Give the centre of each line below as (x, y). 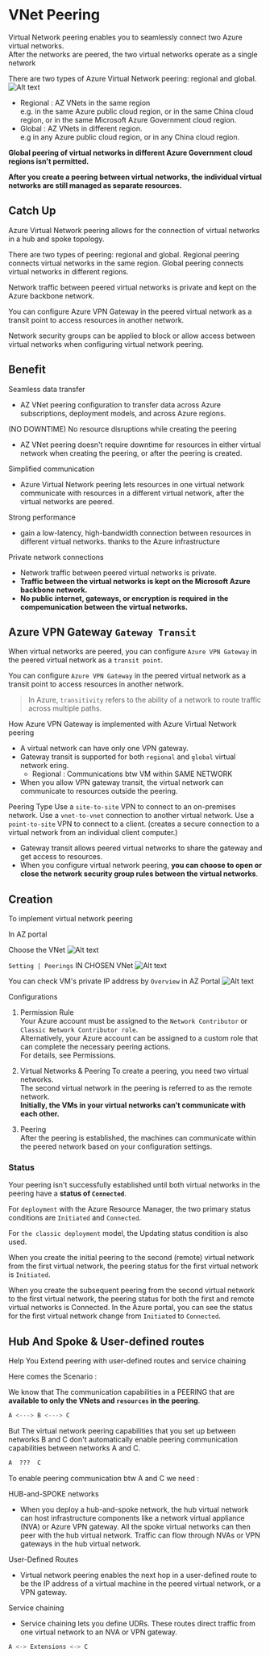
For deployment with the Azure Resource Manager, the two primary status (130, 1209)
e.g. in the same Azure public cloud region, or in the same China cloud (137, 111)
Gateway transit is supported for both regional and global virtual (128, 757)
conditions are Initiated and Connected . (75, 1218)
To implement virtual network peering (71, 919)
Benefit (27, 370)
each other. (39, 1114)
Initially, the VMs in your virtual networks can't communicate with (133, 1105)
